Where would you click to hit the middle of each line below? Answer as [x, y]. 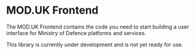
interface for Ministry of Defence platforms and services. [76, 33]
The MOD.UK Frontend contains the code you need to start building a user [98, 27]
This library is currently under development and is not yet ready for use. [95, 45]
